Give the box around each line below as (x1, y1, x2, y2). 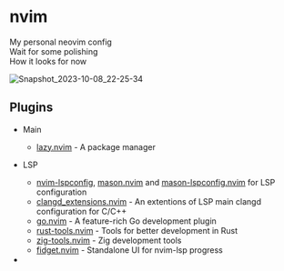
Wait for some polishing (9, 45, 98, 56)
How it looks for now (9, 55, 87, 66)
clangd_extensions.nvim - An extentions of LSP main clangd (35, 196, 262, 206)
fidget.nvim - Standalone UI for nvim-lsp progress (35, 244, 223, 256)
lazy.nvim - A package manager (35, 141, 157, 152)
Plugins (9, 100, 54, 115)
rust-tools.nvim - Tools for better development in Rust (35, 225, 238, 236)
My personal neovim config (9, 36, 112, 47)
